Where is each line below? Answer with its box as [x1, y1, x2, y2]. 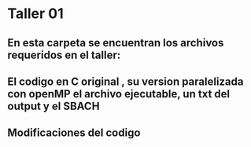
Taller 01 [7, 5, 64, 23]
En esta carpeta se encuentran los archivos [7, 36, 224, 50]
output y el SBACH [7, 99, 100, 112]
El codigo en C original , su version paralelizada [7, 75, 244, 88]
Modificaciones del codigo [7, 127, 141, 140]
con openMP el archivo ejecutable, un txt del [7, 87, 231, 101]
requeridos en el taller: [7, 48, 121, 61]
